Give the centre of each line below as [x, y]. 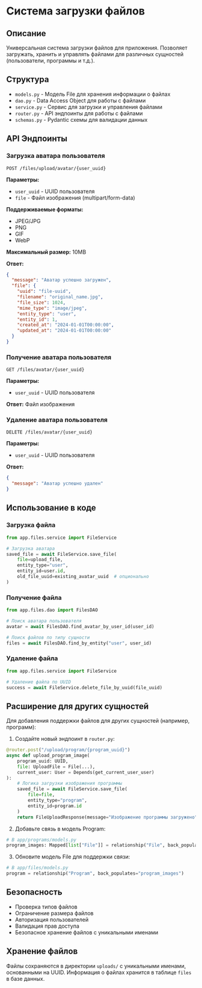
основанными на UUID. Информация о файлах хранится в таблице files [99, 972]
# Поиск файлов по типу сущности [48, 637]
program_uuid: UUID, [43, 761]
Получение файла [34, 597]
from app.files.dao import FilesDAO [52, 610]
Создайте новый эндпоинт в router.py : [65, 739]
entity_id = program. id [55, 806]
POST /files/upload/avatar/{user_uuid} [56, 168]
